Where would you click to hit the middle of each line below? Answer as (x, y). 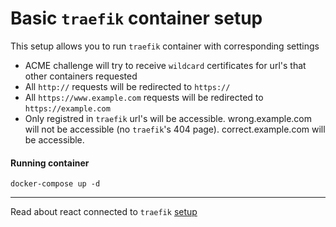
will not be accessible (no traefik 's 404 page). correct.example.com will (175, 129)
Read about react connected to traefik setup (104, 212)
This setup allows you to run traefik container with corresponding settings (165, 46)
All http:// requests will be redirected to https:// (127, 86)
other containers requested (81, 76)
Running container (50, 163)
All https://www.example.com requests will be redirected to (144, 97)
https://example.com (67, 108)
